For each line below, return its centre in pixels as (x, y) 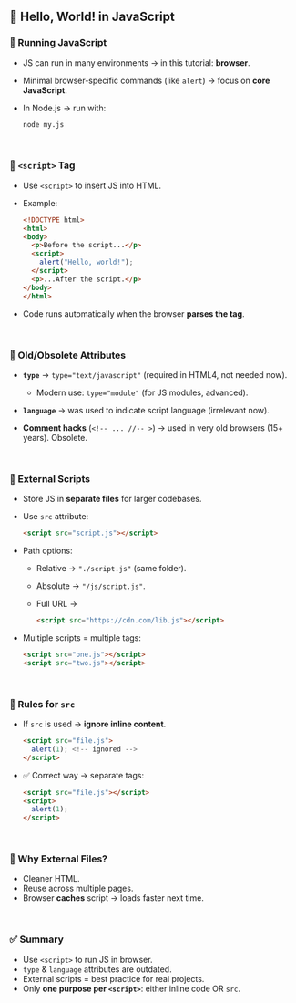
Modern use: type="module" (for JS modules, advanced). (142, 392)
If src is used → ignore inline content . (94, 724)
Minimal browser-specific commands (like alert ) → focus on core (146, 80)
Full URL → (57, 604)
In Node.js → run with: (64, 108)
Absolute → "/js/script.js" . (91, 586)
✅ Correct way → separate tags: (83, 775)
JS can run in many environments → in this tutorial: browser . (136, 63)
